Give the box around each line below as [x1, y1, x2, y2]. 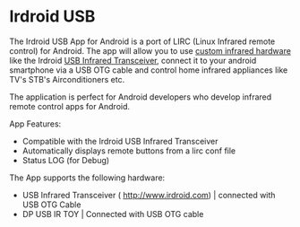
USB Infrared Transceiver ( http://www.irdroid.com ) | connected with [21, 189, 276, 200]
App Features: [9, 118, 62, 129]
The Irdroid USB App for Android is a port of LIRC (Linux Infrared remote [9, 36, 276, 47]
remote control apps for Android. [9, 100, 131, 111]
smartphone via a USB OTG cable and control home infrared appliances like [9, 65, 288, 75]
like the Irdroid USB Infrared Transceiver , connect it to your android [9, 55, 257, 65]
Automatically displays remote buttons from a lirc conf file [21, 145, 236, 156]
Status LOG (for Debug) [21, 154, 110, 165]
